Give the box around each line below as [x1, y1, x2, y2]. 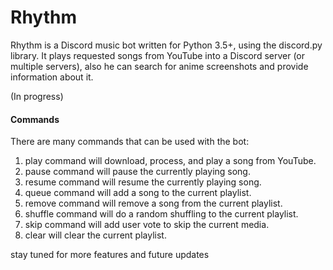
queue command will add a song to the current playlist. [24, 187, 252, 199]
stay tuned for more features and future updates [10, 249, 210, 261]
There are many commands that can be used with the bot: [10, 136, 250, 148]
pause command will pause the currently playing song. [24, 166, 251, 178]
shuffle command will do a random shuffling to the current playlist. [24, 208, 299, 220]
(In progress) [10, 90, 64, 102]
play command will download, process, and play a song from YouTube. [24, 155, 317, 167]
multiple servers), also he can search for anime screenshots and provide [10, 60, 309, 72]
